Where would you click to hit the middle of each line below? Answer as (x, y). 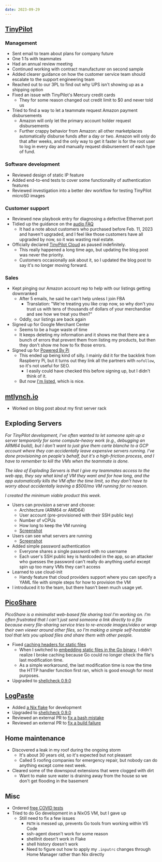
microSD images (28, 195)
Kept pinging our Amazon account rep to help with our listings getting (81, 288)
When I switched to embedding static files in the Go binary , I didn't (86, 650)
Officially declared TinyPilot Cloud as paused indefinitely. (69, 244)
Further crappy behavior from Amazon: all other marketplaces (81, 131)
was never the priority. (42, 255)
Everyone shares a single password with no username (73, 551)
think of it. (37, 376)
